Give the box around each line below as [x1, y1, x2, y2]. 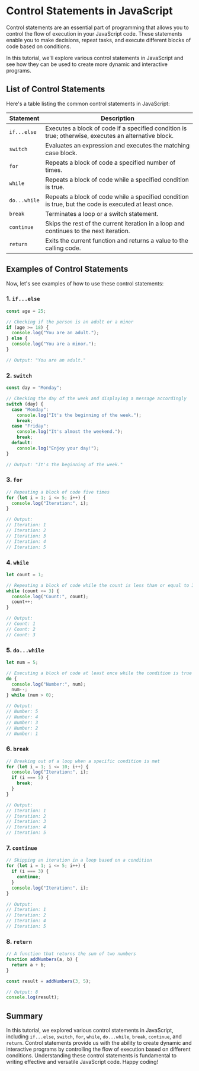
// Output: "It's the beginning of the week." [6, 461, 123, 467]
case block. [45, 149, 78, 157]
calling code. [45, 244, 81, 252]
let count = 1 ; [6, 571, 44, 577]
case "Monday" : [11, 406, 49, 413]
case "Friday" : [11, 423, 49, 429]
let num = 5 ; [6, 659, 38, 665]
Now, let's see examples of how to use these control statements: [6, 279, 164, 287]
